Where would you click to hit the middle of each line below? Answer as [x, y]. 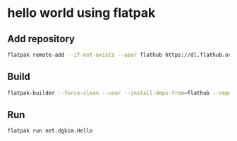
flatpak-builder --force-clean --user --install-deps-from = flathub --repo [120, 93]
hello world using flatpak [81, 13]
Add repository [41, 39]
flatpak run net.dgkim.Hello [50, 131]
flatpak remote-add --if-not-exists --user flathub [85, 55]
